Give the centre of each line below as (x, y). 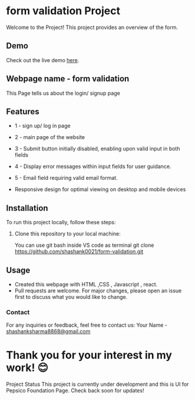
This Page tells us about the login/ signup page (63, 93)
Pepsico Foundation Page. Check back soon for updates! (75, 391)
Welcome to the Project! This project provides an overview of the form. (92, 27)
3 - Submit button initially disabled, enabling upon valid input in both (97, 149)
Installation (27, 208)
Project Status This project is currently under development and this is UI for (97, 384)
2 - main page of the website (50, 137)
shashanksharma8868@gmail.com (48, 331)
